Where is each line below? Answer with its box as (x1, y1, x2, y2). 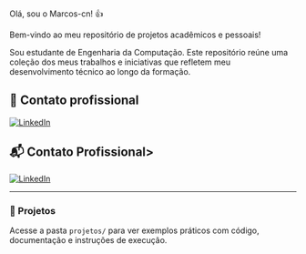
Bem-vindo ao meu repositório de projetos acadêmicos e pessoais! (9, 29, 261, 40)
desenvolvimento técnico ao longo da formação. (9, 66, 191, 76)
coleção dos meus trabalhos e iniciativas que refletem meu (9, 56, 231, 67)
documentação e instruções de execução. (9, 234, 168, 245)
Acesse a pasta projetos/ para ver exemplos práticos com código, (9, 225, 260, 236)
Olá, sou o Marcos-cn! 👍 (9, 8, 104, 19)
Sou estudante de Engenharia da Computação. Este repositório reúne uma (9, 47, 289, 57)
